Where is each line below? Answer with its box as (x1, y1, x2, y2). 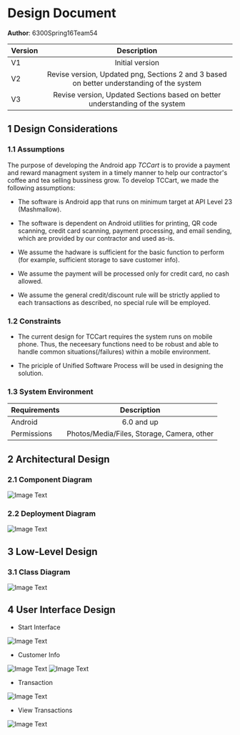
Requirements (11, 405, 60, 415)
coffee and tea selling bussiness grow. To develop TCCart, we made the (7, 176, 219, 184)
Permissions (11, 429, 52, 439)
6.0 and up (121, 417, 159, 427)
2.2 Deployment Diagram (7, 509, 96, 519)
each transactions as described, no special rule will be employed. (17, 298, 211, 306)
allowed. (17, 276, 43, 285)
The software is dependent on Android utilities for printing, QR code (17, 219, 218, 227)
